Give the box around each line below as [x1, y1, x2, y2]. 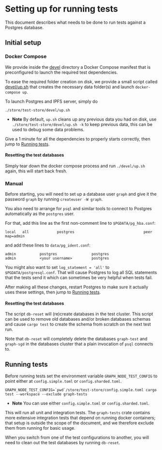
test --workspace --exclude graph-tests [5, 392, 88, 397]
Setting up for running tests [5, 3, 118, 15]
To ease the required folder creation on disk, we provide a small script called [5, 78, 158, 84]
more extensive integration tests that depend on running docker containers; [5, 415, 156, 421]
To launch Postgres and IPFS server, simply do [5, 98, 98, 104]
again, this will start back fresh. [5, 168, 68, 174]
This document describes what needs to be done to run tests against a [5, 19, 146, 25]
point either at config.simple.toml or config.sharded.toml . [5, 378, 122, 384]
